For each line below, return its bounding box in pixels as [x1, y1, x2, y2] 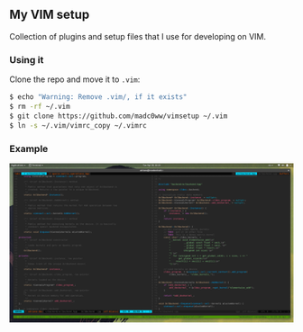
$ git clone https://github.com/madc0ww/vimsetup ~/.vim [9, 112, 228, 121]
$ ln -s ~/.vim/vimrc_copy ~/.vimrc [9, 121, 147, 130]
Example [9, 142, 49, 155]
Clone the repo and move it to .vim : [9, 74, 141, 85]
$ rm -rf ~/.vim [9, 102, 70, 111]
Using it [9, 53, 44, 66]
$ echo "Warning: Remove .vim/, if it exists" [9, 93, 188, 102]
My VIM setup [9, 7, 90, 22]
